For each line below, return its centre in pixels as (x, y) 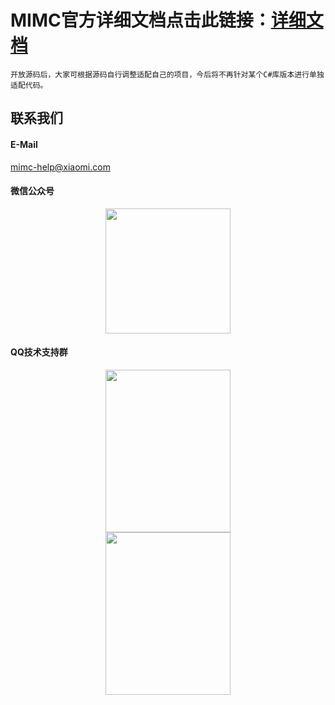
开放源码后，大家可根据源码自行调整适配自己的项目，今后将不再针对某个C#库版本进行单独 (167, 74)
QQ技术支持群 (39, 352)
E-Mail (24, 144)
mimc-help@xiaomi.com (60, 167)
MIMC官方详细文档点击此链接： (141, 20)
